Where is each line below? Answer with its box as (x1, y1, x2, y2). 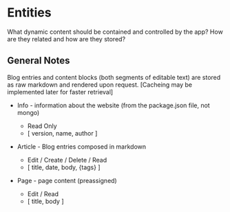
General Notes (7, 55, 70, 67)
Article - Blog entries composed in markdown (17, 142, 147, 151)
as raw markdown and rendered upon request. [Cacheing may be (7, 81, 193, 89)
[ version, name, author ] (27, 129, 98, 137)
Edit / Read (27, 189, 59, 198)
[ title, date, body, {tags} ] (27, 163, 101, 171)
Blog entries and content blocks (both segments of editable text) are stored (7, 73, 221, 81)
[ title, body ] (27, 197, 64, 205)
